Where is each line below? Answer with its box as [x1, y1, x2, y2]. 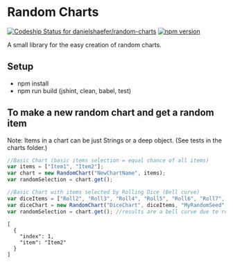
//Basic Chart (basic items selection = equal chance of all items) [7, 157, 209, 164]
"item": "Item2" [19, 239, 67, 246]
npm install [17, 79, 49, 88]
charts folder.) [7, 143, 48, 151]
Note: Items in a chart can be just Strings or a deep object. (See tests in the [7, 136, 222, 145]
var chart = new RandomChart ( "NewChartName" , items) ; [7, 170, 166, 177]
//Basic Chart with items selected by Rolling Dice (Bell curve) [7, 189, 200, 196]
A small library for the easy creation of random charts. [7, 40, 162, 49]
